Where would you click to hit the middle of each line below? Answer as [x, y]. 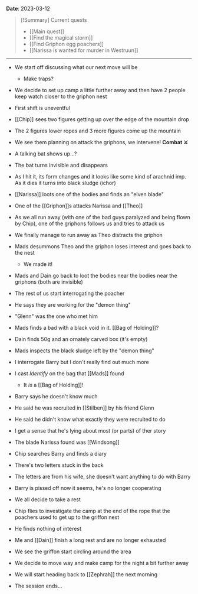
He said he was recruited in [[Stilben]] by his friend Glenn [84, 408]
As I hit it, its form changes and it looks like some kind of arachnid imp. [100, 176]
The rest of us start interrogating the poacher [70, 293]
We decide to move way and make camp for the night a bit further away [102, 563]
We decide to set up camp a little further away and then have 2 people [100, 90]
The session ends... [39, 586]
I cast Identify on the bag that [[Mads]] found [70, 374]
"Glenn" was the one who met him [56, 316]
